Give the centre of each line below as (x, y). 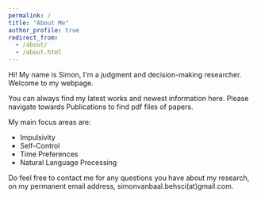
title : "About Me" (38, 23)
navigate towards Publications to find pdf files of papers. (101, 107)
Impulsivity (37, 137)
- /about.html (38, 52)
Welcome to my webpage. (51, 83)
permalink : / (30, 15)
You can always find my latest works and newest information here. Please (128, 98)
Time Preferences (49, 154)
